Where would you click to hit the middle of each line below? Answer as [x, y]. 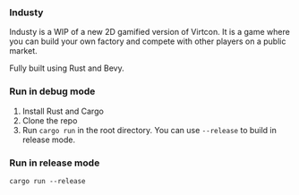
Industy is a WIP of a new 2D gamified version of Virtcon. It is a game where [150, 32]
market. [23, 51]
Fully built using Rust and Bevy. [67, 68]
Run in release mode [55, 163]
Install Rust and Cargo [63, 111]
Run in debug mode [52, 91]
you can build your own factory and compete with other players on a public [148, 41]
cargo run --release [48, 181]
